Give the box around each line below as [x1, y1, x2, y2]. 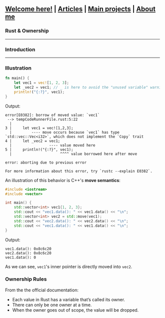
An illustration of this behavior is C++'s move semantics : [5, 177, 121, 183]
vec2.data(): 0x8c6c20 [5, 250, 52, 255]
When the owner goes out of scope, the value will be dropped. [12, 307, 139, 313]
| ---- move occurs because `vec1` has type [9, 130, 120, 135]
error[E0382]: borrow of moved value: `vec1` [5, 112, 100, 117]
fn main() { [5, 76, 29, 81]
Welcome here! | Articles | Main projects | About [5, 5, 156, 13]
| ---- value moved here [9, 142, 96, 148]
